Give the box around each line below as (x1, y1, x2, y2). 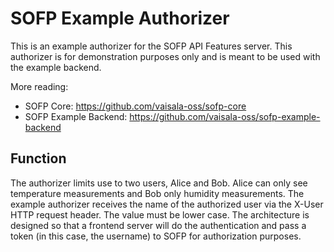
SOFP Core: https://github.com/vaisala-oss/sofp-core (24, 100, 247, 112)
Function (10, 150, 67, 167)
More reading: (10, 80, 69, 92)
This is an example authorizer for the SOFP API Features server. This (10, 40, 293, 52)
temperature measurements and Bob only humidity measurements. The (10, 187, 305, 199)
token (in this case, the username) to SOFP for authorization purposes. (10, 230, 302, 242)
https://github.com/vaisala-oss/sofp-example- (129, 110, 321, 122)
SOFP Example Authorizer (10, 7, 230, 30)
